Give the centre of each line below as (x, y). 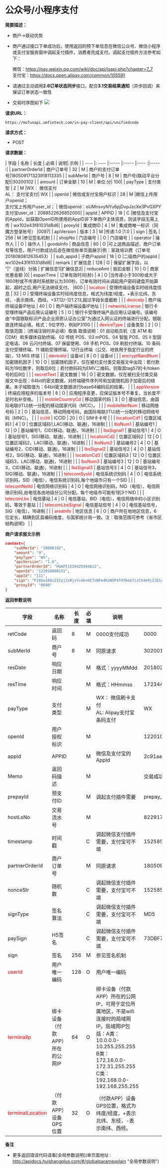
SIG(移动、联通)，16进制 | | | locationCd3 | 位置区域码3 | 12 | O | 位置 (87, 455)
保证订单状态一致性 (32, 92)
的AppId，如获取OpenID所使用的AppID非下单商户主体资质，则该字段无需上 (82, 219)
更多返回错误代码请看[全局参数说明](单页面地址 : (62, 1155)
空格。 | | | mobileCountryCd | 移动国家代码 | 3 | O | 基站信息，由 (88, 399)
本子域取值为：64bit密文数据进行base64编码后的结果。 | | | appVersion (86, 387)
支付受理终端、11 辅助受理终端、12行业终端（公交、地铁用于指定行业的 (77, 349)
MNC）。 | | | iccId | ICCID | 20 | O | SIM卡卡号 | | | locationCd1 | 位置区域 (87, 417)
